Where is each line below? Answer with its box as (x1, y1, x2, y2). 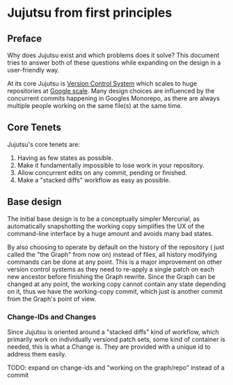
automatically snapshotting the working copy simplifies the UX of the (7, 221, 205, 230)
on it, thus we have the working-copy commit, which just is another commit (7, 287, 223, 295)
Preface (7, 33, 42, 45)
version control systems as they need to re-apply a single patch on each (7, 265, 214, 273)
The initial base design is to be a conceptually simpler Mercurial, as (7, 214, 200, 223)
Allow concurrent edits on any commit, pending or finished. (17, 168, 188, 177)
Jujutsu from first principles (7, 5, 172, 21)
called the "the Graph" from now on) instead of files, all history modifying (7, 250, 217, 258)
